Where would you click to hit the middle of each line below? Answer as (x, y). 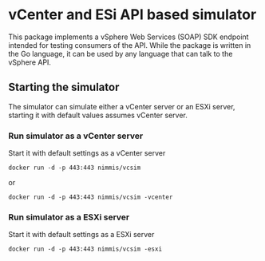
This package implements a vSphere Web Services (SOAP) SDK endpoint (129, 37)
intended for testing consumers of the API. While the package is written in (130, 45)
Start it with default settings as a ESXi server (81, 235)
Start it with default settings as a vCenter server (87, 153)
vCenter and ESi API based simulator (132, 15)
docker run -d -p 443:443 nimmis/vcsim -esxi (85, 249)
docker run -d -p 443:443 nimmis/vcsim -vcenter (91, 197)
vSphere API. (30, 62)
